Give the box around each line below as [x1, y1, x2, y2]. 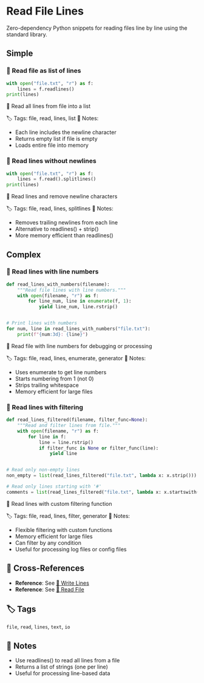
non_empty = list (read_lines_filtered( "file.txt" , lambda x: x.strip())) [6, 473, 197, 479]
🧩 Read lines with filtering [6, 403, 84, 411]
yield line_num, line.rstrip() [38, 304, 118, 310]
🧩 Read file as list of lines [6, 67, 81, 75]
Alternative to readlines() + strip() [15, 226, 99, 233]
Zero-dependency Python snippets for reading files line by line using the [6, 24, 188, 32]
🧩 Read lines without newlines [6, 156, 97, 165]
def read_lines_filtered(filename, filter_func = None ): [6, 417, 148, 423]
